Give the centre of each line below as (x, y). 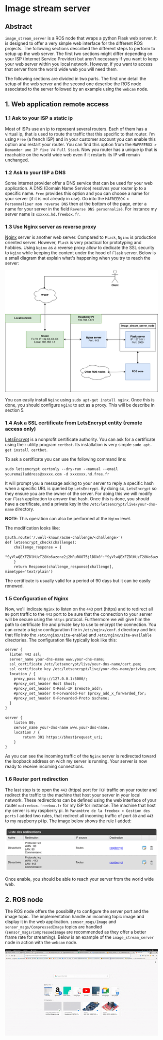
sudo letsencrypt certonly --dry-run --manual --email (62, 469)
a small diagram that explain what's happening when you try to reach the (78, 258)
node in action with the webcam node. (41, 943)
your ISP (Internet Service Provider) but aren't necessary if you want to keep (81, 59)
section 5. (15, 410)
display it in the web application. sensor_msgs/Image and (61, 922)
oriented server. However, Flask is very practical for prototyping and (73, 243)
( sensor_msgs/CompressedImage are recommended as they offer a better (76, 932)
